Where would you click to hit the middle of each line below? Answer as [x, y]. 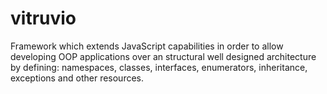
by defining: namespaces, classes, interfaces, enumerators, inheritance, [159, 67]
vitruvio [43, 18]
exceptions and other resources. [77, 78]
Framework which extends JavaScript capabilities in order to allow [147, 46]
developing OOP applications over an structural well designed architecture [163, 56]
